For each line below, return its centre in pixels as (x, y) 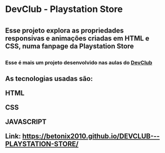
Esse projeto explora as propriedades (64, 31)
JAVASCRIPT (26, 122)
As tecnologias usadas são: (49, 79)
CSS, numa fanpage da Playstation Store (69, 46)
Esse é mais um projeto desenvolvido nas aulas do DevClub (79, 62)
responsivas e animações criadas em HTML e (77, 38)
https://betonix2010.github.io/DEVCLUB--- (91, 136)
